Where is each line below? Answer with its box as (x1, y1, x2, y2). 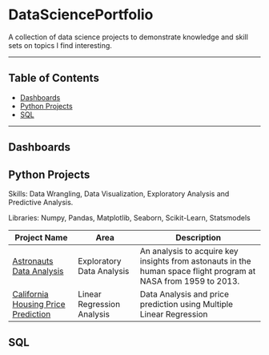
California (12, 288, 50, 300)
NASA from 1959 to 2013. (139, 275, 240, 286)
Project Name (14, 232, 68, 243)
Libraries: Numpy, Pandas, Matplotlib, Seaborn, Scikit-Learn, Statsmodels (8, 212, 251, 222)
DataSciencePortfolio (8, 6, 154, 24)
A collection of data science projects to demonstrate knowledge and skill (8, 32, 248, 42)
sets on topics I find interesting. (8, 40, 112, 50)
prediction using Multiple (139, 298, 234, 309)
